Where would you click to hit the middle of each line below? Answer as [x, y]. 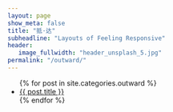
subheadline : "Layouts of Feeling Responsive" [86, 38]
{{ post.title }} [42, 91]
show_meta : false [36, 23]
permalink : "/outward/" [47, 61]
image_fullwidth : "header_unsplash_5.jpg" [90, 53]
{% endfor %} [42, 100]
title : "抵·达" [32, 30]
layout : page [29, 16]
